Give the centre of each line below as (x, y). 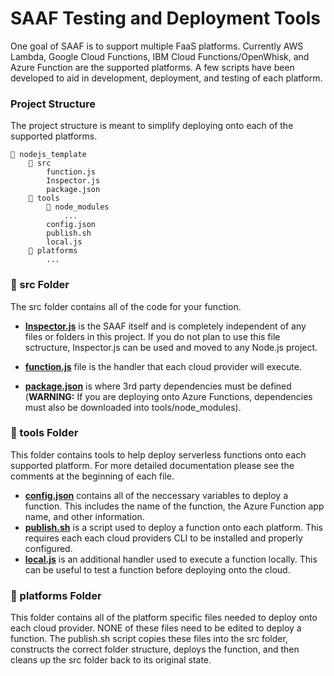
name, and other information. (84, 516)
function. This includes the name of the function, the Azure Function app (174, 506)
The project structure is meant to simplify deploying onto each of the (152, 126)
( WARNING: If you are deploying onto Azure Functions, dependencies (168, 396)
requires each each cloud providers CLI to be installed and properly (163, 538)
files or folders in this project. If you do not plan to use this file (152, 336)
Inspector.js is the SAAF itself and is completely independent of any (165, 326)
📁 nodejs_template (48, 155)
